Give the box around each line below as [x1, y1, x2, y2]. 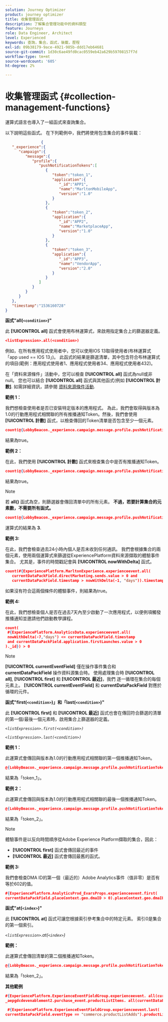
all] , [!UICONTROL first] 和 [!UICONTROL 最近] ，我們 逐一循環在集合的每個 [5, 676, 161, 682]
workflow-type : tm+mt [5, 54, 50, 59]
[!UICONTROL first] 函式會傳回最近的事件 [12, 847, 98, 853]
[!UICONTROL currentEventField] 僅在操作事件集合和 [5, 663, 116, 669]
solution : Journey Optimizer [5, 7, 66, 13]
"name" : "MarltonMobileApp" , [58, 186, 117, 191]
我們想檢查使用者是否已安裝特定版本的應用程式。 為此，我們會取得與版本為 [5, 405, 160, 411]
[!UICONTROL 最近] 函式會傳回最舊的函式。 [12, 853, 103, 859]
